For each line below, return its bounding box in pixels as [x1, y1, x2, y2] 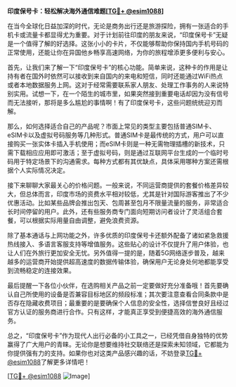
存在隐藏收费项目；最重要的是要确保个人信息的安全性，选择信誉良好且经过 [13, 299, 229, 307]
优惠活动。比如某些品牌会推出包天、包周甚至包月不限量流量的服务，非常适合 [7, 198, 229, 207]
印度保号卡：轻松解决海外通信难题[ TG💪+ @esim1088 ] [7, 7, 164, 15]
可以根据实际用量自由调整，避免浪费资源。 [19, 216, 143, 224]
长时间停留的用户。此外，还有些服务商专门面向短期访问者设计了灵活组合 [7, 208, 216, 215]
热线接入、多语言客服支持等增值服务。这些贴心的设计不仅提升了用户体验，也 [7, 240, 229, 248]
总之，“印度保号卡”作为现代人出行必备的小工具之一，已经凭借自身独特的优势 [7, 331, 228, 340]
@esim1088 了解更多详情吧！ [7, 358, 91, 366]
